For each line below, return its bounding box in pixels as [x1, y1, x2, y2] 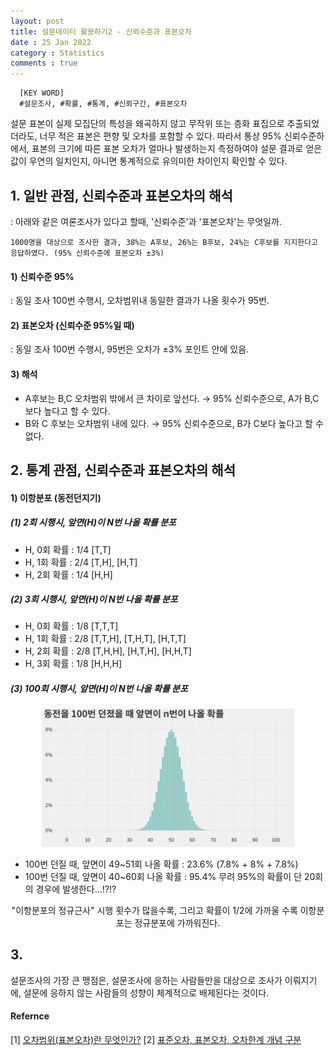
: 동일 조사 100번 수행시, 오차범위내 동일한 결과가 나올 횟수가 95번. [10, 295, 270, 307]
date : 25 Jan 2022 [10, 37, 92, 47]
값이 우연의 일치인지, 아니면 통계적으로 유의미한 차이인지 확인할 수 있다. [10, 155, 288, 167]
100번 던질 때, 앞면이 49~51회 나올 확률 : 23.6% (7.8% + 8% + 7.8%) [24, 858, 299, 870]
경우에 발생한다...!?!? [35, 883, 117, 895]
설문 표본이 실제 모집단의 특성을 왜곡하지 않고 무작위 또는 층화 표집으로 [10, 118, 285, 130]
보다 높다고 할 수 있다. [24, 405, 111, 417]
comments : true [10, 58, 78, 69]
